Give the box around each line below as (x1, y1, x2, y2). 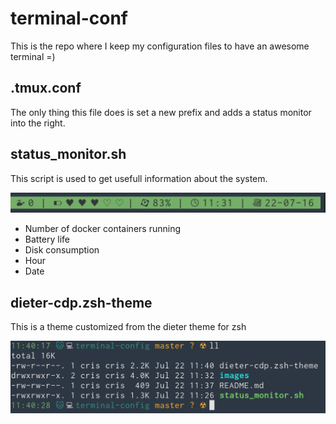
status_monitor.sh (10, 146, 127, 163)
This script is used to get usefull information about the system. (10, 172, 268, 184)
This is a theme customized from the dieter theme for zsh (10, 321, 247, 333)
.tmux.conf (10, 80, 82, 97)
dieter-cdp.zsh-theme (10, 294, 153, 311)
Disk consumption (24, 244, 100, 256)
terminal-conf (10, 7, 129, 30)
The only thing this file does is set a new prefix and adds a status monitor (10, 106, 312, 118)
